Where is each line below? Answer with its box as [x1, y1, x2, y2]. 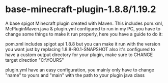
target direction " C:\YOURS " [5, 57, 65, 63]
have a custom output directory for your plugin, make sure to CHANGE [5, 52, 153, 58]
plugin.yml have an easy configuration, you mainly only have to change [5, 67, 154, 73]
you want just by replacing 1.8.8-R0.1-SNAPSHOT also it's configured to [5, 46, 155, 52]
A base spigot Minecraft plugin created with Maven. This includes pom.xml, [5, 20, 164, 26]
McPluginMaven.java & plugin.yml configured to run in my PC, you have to [5, 25, 161, 31]
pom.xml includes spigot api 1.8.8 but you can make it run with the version [5, 40, 160, 47]
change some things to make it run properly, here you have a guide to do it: [5, 31, 163, 37]
